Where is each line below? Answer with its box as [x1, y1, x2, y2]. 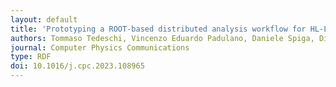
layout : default [10, 14, 78, 25]
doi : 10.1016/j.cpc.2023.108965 [10, 61, 145, 71]
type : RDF [10, 52, 52, 62]
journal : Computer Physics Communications [10, 42, 190, 53]
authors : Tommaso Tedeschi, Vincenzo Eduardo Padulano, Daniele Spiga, [10, 33, 315, 43]
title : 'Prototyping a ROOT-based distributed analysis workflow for [10, 24, 307, 34]
